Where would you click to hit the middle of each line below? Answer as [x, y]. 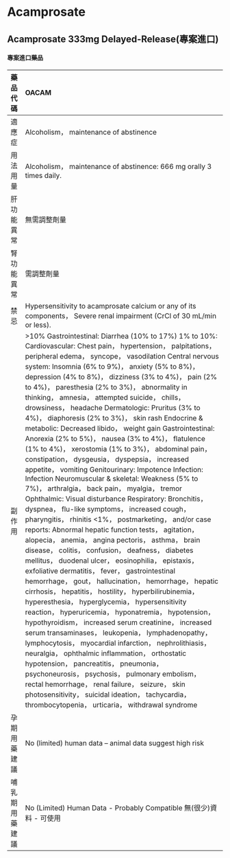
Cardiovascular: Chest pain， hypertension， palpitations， [120, 346]
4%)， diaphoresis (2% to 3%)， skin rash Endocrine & [114, 418]
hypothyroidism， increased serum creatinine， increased [118, 622]
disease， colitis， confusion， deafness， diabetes [109, 550]
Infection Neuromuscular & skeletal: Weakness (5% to [112, 478]
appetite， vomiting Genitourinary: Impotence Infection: [114, 469]
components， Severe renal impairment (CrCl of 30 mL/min [121, 315]
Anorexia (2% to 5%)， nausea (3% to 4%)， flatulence [115, 438]
